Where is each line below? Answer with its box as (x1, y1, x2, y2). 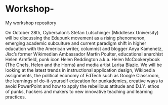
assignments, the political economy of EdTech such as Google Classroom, (5, 72, 160, 78)
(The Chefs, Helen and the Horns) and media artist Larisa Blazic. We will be (5, 62, 162, 68)
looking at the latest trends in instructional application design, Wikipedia (5, 67, 155, 73)
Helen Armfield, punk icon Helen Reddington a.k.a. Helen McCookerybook (5, 56, 160, 62)
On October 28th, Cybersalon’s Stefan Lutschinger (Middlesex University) (5, 29, 159, 35)
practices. (5, 94, 26, 100)
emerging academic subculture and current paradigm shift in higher (5, 40, 147, 46)
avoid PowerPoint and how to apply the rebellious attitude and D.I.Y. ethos (5, 83, 159, 89)
